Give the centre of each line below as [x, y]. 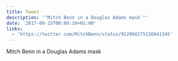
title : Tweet [23, 12]
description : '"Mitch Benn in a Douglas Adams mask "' [77, 18]
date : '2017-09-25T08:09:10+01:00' [52, 23]
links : [15, 29]
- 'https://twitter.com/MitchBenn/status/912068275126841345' [92, 34]
